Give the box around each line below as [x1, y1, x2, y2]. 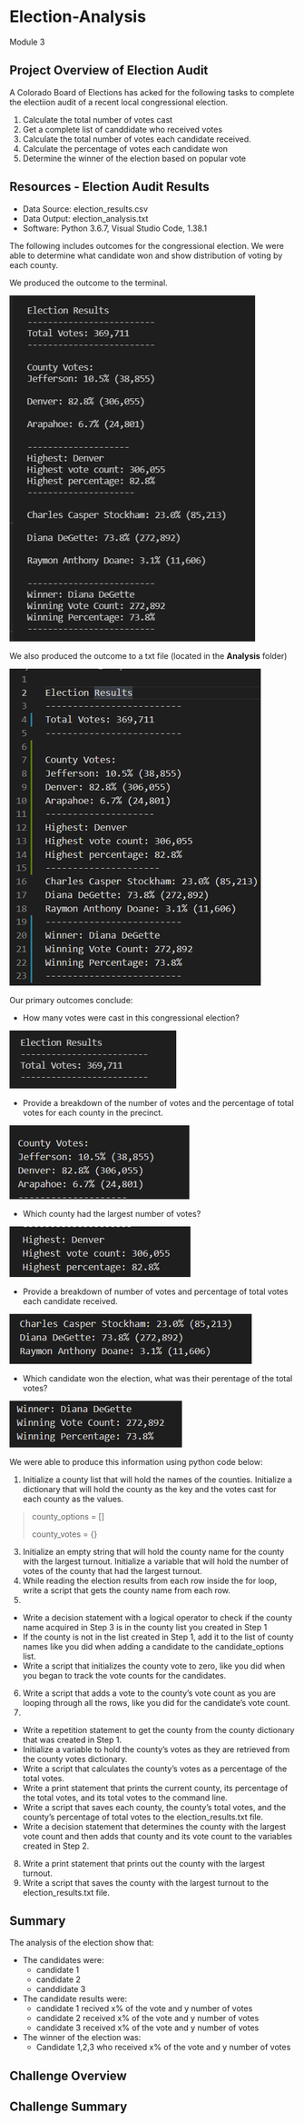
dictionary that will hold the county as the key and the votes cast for [22, 1483, 277, 1494]
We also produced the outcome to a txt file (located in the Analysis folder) [9, 650, 288, 661]
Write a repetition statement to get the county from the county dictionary [22, 1724, 295, 1735]
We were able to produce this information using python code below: [9, 1456, 263, 1467]
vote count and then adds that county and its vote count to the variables [22, 1830, 293, 1841]
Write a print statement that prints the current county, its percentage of [22, 1782, 289, 1793]
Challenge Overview [9, 2068, 127, 2083]
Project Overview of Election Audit [9, 63, 209, 78]
